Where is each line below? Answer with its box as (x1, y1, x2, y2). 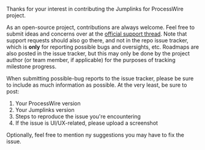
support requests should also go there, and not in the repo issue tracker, (6, 37, 188, 44)
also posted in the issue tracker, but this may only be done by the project (6, 50, 190, 57)
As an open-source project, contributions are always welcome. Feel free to (6, 24, 195, 31)
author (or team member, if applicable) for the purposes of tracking (6, 57, 176, 63)
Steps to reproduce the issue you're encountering (15, 113, 141, 120)
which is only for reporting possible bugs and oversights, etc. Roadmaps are (6, 43, 199, 50)
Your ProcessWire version (15, 100, 81, 107)
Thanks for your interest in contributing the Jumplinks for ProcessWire (6, 6, 184, 12)
